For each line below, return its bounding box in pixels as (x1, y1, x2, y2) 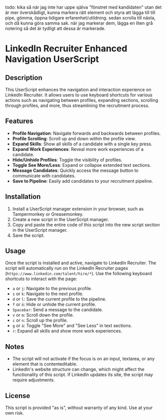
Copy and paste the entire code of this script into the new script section (12, 222, 161, 228)
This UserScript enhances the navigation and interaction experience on (5, 87, 152, 92)
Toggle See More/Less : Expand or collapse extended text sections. (12, 162, 151, 168)
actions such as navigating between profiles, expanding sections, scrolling (5, 97, 159, 103)
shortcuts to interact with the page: (5, 276, 77, 282)
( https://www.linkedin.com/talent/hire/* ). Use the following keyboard (5, 271, 152, 277)
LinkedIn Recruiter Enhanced (5, 43, 128, 54)
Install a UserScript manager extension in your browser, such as (12, 206, 144, 212)
